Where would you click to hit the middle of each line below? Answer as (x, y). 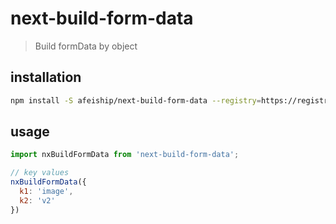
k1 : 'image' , (46, 192)
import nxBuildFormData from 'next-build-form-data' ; (125, 155)
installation (46, 77)
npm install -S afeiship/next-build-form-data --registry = (136, 100)
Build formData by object (86, 46)
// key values (40, 173)
